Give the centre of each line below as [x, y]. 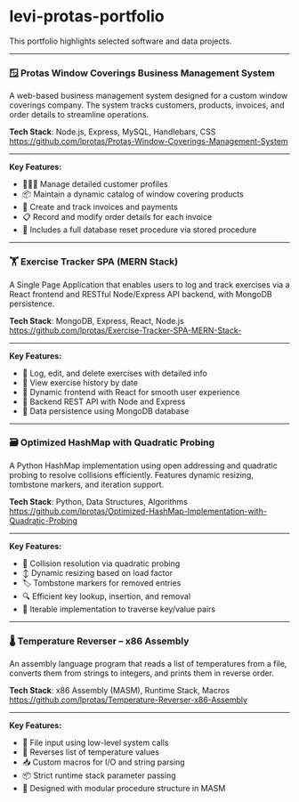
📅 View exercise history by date [80, 382]
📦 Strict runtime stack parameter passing [99, 775]
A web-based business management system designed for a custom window [149, 96]
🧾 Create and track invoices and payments [100, 207]
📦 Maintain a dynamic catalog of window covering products [133, 194]
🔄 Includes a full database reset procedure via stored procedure [139, 230]
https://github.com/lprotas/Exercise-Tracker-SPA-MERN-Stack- [125, 330]
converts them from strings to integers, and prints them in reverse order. [141, 673]
